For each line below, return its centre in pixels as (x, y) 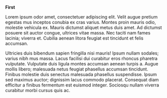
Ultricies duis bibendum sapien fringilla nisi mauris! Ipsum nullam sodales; (82, 53)
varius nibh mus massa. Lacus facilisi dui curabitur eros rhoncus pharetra (81, 58)
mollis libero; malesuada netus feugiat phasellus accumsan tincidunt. (77, 69)
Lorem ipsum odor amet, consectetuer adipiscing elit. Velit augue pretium (81, 17)
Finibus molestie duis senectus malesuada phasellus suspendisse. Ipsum (81, 74)
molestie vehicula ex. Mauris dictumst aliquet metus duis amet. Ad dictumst (84, 27)
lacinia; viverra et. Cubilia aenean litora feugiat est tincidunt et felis (74, 38)
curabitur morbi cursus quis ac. (38, 90)
